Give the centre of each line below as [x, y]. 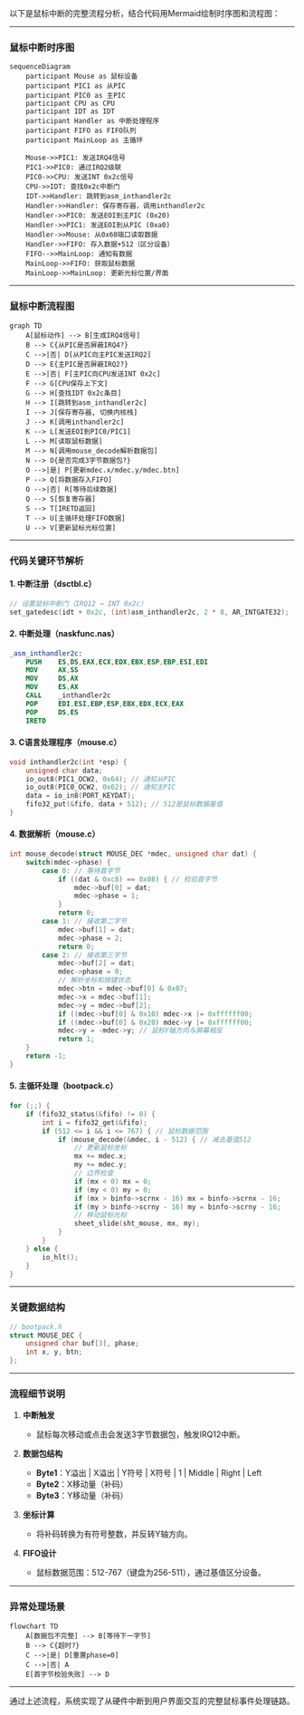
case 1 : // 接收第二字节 [85, 922]
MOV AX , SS [52, 670]
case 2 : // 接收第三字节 [85, 955]
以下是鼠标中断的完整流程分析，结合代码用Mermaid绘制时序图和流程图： [145, 13]
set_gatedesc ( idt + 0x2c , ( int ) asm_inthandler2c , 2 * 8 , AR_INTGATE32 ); [149, 612]
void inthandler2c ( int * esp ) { [68, 762]
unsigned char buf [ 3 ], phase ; [83, 1344]
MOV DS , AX [52, 679]
